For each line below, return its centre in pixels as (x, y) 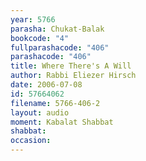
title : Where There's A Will (71, 66)
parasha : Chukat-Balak (57, 29)
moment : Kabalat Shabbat (62, 122)
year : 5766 (33, 19)
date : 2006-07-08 (46, 85)
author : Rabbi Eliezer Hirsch (73, 76)
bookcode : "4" (40, 38)
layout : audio (40, 112)
